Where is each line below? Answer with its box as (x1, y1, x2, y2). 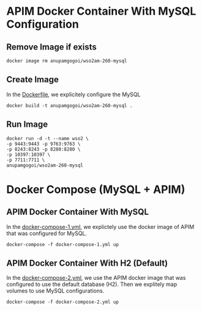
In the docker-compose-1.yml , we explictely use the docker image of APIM (6, 223, 195, 230)
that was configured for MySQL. (6, 230, 88, 237)
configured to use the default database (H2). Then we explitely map (6, 280, 178, 288)
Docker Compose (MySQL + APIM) (6, 182, 185, 197)
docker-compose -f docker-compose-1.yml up (6, 241, 119, 247)
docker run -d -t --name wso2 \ (6, 135, 89, 141)
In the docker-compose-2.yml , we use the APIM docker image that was (6, 274, 186, 282)
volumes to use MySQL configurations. (6, 287, 105, 294)
